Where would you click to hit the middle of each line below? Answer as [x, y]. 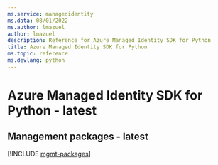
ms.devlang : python [36, 60]
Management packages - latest [78, 137]
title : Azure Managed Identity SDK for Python [77, 47]
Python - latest [52, 110]
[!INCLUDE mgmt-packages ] [49, 154]
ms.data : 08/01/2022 [38, 21]
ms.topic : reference [38, 54]
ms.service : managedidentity [50, 14]
